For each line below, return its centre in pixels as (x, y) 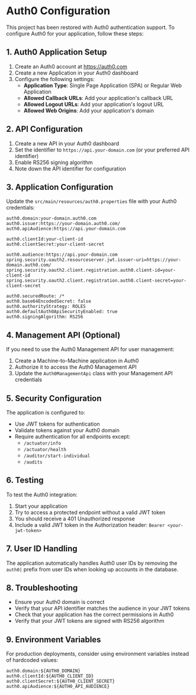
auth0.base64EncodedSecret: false (49, 301)
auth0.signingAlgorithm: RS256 (45, 317)
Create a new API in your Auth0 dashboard (67, 143)
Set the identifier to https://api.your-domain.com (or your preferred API (102, 150)
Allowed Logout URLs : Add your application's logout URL (94, 104)
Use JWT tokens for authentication (57, 424)
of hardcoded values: (32, 660)
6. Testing (25, 480)
